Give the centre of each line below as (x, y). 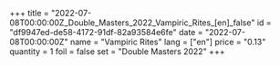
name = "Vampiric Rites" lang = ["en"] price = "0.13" (168, 42)
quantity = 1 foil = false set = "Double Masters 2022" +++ (117, 52)
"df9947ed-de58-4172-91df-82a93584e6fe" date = (106, 32)
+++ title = (30, 13)
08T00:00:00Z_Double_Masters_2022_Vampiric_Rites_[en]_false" (132, 23)
